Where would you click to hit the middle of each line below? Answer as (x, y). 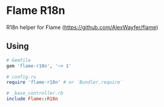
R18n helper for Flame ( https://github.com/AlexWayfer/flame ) (82, 27)
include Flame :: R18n (32, 99)
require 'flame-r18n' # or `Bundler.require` (64, 82)
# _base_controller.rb (35, 93)
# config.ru (21, 77)
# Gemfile (19, 60)
